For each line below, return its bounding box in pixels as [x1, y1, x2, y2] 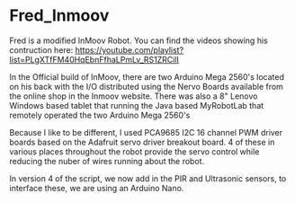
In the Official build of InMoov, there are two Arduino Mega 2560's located [9, 71, 285, 82]
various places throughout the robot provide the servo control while [9, 145, 260, 157]
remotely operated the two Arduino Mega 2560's [9, 110, 191, 120]
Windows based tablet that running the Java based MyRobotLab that [9, 100, 264, 110]
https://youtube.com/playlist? [75, 44, 184, 55]
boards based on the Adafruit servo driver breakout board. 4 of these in [9, 136, 275, 147]
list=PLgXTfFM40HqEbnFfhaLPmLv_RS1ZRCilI [9, 54, 180, 65]
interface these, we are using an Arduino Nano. [9, 182, 184, 193]
